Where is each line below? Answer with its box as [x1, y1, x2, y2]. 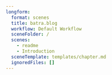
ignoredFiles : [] [11, 59, 55, 65]
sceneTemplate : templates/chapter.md [11, 54, 107, 60]
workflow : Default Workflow [11, 25, 82, 32]
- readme [16, 43, 39, 49]
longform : [5, 8, 31, 15]
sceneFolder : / [11, 31, 50, 37]
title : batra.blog [11, 20, 58, 26]
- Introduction [16, 48, 55, 54]
